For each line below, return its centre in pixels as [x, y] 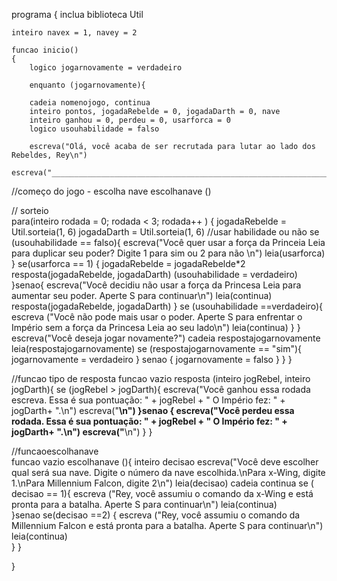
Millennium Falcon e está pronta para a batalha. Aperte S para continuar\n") [167, 525]
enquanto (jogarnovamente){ [87, 85]
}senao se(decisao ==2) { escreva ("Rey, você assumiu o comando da [156, 515]
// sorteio [30, 210]
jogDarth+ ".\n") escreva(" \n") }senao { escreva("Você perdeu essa [153, 410]
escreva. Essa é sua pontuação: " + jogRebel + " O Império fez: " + [148, 400]
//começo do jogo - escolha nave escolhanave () [111, 191]
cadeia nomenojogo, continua [90, 103]
